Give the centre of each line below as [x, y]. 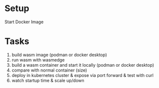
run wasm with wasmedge [38, 60]
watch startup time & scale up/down [48, 80]
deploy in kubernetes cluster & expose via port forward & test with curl [83, 75]
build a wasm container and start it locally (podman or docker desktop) [83, 65]
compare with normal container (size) [49, 70]
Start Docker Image [24, 22]
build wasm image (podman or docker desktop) [59, 55]
